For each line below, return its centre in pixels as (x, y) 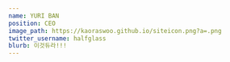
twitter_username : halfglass (57, 38)
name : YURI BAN (34, 16)
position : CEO (32, 23)
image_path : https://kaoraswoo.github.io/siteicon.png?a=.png (115, 31)
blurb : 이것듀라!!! (38, 46)
